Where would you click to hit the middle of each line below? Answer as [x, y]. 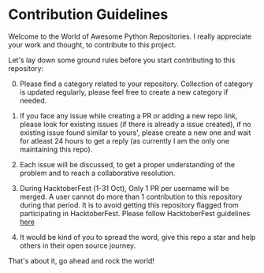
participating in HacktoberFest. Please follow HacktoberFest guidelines [135, 213]
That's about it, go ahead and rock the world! [82, 260]
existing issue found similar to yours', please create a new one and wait [135, 133]
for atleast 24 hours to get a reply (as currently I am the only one [125, 140]
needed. [33, 100]
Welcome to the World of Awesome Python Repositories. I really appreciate [130, 36]
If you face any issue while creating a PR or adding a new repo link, [128, 115]
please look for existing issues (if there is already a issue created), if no [135, 124]
